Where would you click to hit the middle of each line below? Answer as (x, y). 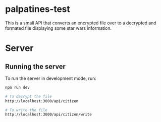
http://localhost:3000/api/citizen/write (49, 115)
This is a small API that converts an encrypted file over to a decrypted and (81, 23)
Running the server (35, 66)
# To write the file (27, 110)
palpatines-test (38, 9)
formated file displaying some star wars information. (58, 28)
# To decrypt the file (28, 96)
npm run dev (17, 87)
